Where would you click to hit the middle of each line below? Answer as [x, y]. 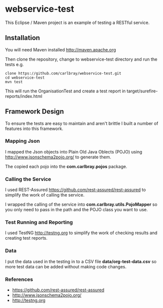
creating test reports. [26, 238]
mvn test [14, 82]
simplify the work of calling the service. [45, 195]
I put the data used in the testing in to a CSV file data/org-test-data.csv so [81, 261]
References [19, 279]
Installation [23, 38]
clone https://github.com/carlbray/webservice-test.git [63, 73]
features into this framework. [34, 129]
